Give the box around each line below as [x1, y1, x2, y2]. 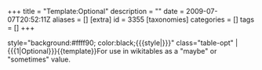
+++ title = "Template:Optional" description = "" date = [7, 7, 185, 16]
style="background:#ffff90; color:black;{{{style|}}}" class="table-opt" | [7, 38, 238, 47]
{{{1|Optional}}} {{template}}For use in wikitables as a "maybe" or [7, 47, 217, 55]
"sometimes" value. [7, 54, 71, 64]
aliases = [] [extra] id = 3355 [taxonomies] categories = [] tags [52, 15, 255, 24]
